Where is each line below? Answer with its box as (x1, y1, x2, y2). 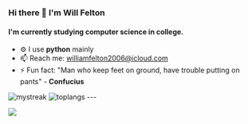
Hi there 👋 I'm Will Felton (8, 7, 105, 18)
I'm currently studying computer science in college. (8, 27, 184, 37)
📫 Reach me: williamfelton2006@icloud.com (19, 53, 169, 63)
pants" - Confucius (19, 77, 85, 87)
